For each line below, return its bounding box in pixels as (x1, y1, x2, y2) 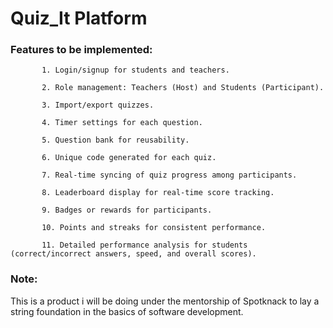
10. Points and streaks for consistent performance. (41, 223, 267, 233)
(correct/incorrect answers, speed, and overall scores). (10, 249, 257, 259)
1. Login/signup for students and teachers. (41, 65, 230, 76)
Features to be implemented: (10, 43, 153, 57)
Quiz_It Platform (10, 7, 148, 30)
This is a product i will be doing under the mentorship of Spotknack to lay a (10, 295, 320, 307)
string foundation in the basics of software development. (10, 305, 244, 317)
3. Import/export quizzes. (41, 100, 155, 111)
